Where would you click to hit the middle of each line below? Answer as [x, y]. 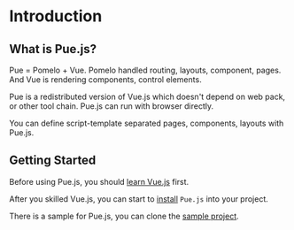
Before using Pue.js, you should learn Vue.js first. [99, 181]
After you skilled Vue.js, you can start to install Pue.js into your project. [139, 199]
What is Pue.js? [53, 49]
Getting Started [53, 161]
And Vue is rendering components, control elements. [105, 80]
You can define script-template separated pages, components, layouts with [147, 123]
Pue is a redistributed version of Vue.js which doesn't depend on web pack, [147, 96]
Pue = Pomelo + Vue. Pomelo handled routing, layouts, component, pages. [145, 70]
